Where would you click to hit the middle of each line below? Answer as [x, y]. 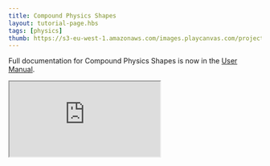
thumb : [19, 38]
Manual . [22, 70]
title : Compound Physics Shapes [62, 16]
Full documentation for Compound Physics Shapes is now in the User [123, 61]
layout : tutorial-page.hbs [53, 23]
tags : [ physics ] [35, 30]
